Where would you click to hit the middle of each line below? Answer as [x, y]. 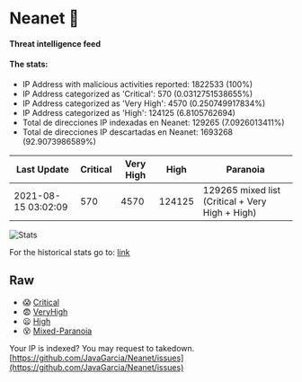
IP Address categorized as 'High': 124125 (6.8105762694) [129, 112]
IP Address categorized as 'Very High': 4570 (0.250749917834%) [144, 103]
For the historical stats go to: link [70, 252]
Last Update [43, 169]
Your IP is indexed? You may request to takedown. [102, 348]
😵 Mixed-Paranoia [57, 331]
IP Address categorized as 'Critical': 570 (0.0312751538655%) [138, 93]
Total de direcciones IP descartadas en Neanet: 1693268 [128, 132]
